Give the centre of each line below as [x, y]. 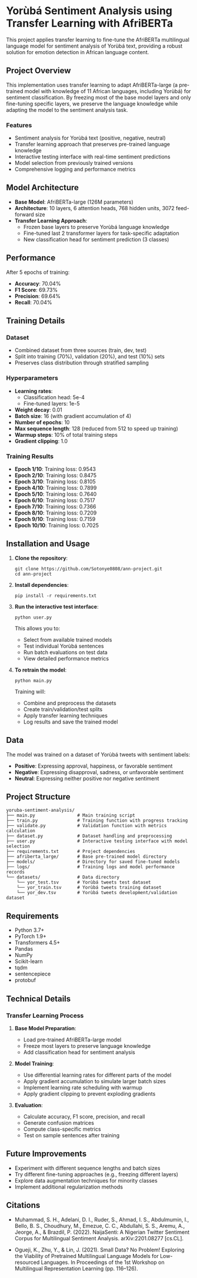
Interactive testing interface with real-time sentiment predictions [92, 157]
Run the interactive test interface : [56, 606]
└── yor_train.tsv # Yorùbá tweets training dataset [89, 888]
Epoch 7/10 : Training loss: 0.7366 [55, 506]
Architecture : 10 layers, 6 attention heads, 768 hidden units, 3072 [94, 208]
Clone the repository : [41, 558]
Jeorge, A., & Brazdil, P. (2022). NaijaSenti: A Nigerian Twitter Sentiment [102, 1232]
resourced [27, 1262]
